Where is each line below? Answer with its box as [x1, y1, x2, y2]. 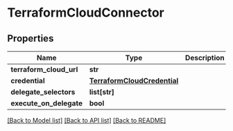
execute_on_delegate [10, 98, 83, 108]
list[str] [89, 87, 114, 96]
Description [184, 53, 225, 62]
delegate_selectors [10, 87, 76, 96]
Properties [7, 33, 54, 44]
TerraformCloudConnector [7, 5, 164, 21]
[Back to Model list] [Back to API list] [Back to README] [7, 116, 166, 124]
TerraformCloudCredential [89, 76, 179, 85]
